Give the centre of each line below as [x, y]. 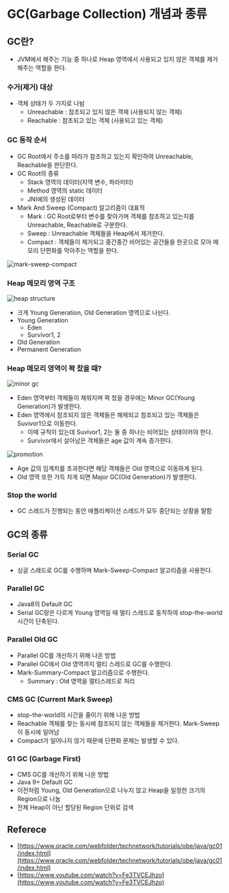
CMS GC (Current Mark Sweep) [60, 699]
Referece [27, 829]
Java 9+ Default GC [45, 782]
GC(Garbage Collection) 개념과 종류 [107, 14]
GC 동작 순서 [27, 140]
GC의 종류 [27, 534]
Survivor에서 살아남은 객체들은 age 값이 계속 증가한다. [100, 441]
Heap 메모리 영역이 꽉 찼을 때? [54, 368]
